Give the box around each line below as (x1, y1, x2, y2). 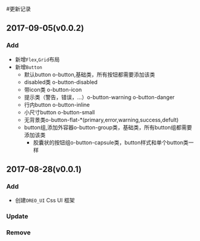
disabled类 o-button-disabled (24, 78, 98, 86)
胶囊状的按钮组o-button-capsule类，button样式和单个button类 (33, 138, 189, 146)
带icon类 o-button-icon (24, 86, 82, 93)
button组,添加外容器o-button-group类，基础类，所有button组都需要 (24, 123, 192, 131)
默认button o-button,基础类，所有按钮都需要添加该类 (24, 71, 155, 78)
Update (6, 212, 28, 220)
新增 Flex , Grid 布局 (15, 56, 60, 63)
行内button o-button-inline (24, 101, 90, 108)
